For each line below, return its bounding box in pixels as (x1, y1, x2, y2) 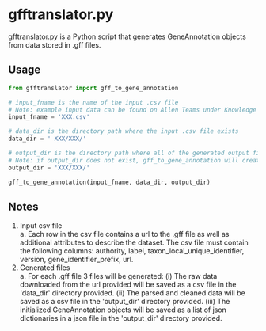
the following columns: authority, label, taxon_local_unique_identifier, (19, 246, 245, 256)
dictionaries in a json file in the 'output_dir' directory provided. (19, 314, 222, 323)
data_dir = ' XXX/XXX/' (8, 135, 87, 143)
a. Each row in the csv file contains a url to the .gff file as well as (19, 230, 230, 239)
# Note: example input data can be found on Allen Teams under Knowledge (8, 105, 257, 114)
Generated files (19, 263, 70, 272)
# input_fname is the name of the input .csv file (8, 98, 179, 106)
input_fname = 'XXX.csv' (8, 113, 90, 121)
